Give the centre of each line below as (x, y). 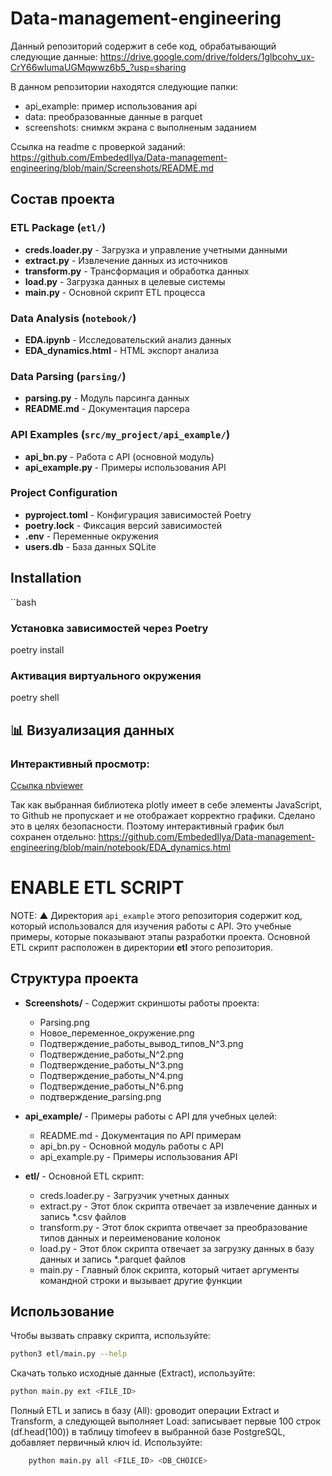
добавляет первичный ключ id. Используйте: (106, 1443)
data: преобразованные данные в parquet (113, 116)
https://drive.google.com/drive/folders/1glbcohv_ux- (207, 56)
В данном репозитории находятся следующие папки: (124, 86)
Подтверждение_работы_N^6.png (111, 1086)
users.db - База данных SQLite (90, 546)
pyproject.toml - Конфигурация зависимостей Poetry (138, 514)
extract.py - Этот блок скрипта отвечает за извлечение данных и (178, 1206)
